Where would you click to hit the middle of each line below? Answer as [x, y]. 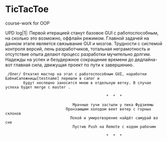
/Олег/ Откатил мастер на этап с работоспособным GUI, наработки [77, 74]
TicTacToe [27, 9]
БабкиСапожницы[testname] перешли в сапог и [52, 78]
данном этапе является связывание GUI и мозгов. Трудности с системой [84, 43]
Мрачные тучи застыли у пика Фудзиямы [113, 105]
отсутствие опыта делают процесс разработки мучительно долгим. [78, 54]
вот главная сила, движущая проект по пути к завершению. [69, 65]
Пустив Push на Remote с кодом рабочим [114, 126]
